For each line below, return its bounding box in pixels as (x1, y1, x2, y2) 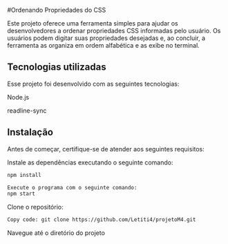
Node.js (7, 93, 30, 101)
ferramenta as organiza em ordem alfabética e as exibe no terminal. (7, 41, 200, 49)
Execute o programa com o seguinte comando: (7, 184, 137, 191)
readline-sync (7, 106, 47, 115)
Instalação (7, 126, 54, 138)
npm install (7, 171, 41, 178)
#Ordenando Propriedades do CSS (7, 6, 106, 14)
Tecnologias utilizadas (7, 62, 106, 73)
